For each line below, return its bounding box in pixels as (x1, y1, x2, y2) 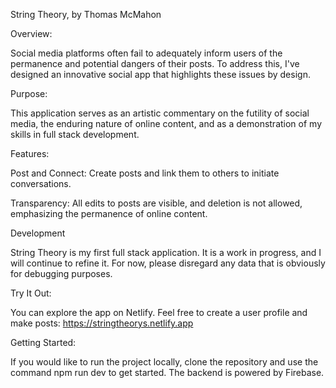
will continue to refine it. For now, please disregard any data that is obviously (10, 257, 326, 269)
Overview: (10, 28, 53, 39)
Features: (10, 148, 50, 159)
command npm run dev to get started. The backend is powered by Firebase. (10, 367, 325, 378)
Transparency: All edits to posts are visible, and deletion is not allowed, (10, 197, 303, 209)
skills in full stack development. (10, 129, 140, 140)
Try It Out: (10, 287, 52, 299)
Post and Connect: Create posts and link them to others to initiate (10, 167, 280, 179)
